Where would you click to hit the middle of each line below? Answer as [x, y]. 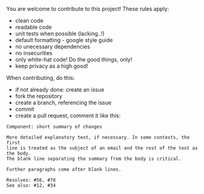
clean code [29, 20]
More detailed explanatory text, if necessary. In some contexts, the [98, 137]
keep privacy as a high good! [52, 66]
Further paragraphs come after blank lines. [64, 170]
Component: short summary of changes [54, 127]
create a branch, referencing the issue [63, 102]
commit [25, 109]
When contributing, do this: [41, 78]
